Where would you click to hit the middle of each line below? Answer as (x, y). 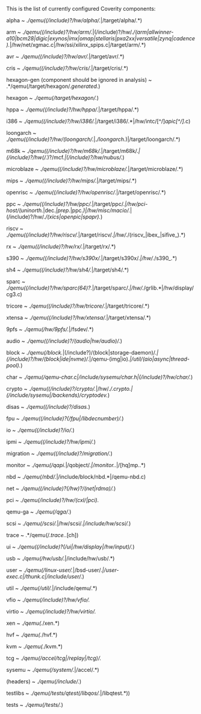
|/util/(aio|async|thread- (159, 359)
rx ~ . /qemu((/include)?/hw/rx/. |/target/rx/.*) (61, 247)
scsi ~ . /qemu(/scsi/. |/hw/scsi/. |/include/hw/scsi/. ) (69, 523)
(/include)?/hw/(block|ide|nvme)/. (48, 359)
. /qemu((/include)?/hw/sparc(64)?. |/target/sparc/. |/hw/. (75, 288)
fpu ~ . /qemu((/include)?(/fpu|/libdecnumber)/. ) (65, 418)
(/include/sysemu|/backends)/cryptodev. (57, 395)
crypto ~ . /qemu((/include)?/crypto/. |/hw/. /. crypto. (69, 389)
